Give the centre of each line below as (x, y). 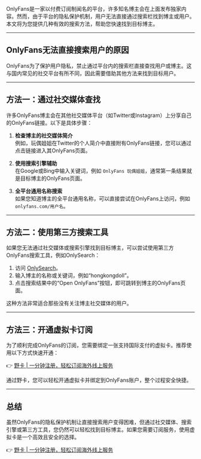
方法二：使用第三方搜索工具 (57, 232)
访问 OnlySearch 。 (38, 268)
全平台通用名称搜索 (39, 191)
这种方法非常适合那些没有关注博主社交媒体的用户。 (69, 303)
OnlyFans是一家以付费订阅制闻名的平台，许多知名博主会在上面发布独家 (94, 9)
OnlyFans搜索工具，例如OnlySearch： (53, 255)
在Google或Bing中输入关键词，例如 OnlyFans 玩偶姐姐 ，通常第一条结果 (101, 170)
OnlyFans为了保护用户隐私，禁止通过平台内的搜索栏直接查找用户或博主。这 (99, 65)
